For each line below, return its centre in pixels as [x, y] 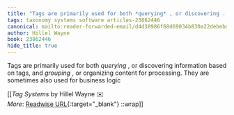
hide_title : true [32, 46]
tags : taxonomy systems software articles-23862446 [84, 20]
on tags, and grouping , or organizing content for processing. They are [108, 73]
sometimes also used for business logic [64, 80]
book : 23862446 [29, 39]
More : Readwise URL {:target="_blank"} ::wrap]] [76, 104]
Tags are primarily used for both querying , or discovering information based [117, 65]
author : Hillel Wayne [39, 33]
